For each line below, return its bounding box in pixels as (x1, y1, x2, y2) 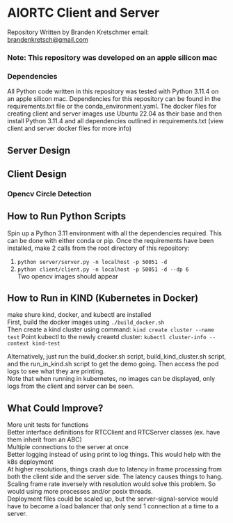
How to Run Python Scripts (7, 210, 127, 222)
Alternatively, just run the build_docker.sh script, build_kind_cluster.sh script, (7, 352, 227, 361)
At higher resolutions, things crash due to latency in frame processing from (7, 465, 223, 474)
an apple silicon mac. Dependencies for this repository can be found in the (7, 95, 221, 103)
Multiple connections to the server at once (7, 443, 129, 451)
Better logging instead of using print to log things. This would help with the (7, 451, 221, 459)
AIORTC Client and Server (7, 5, 160, 21)
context (7, 340, 30, 348)
